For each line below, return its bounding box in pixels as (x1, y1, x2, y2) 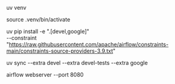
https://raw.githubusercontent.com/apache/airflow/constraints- (9, 41, 169, 48)
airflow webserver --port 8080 (6, 71, 84, 78)
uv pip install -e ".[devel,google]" (6, 28, 90, 35)
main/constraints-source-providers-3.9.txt (6, 47, 113, 55)
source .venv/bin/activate (6, 16, 70, 23)
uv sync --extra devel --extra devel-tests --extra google (6, 59, 148, 66)
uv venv (6, 4, 26, 11)
